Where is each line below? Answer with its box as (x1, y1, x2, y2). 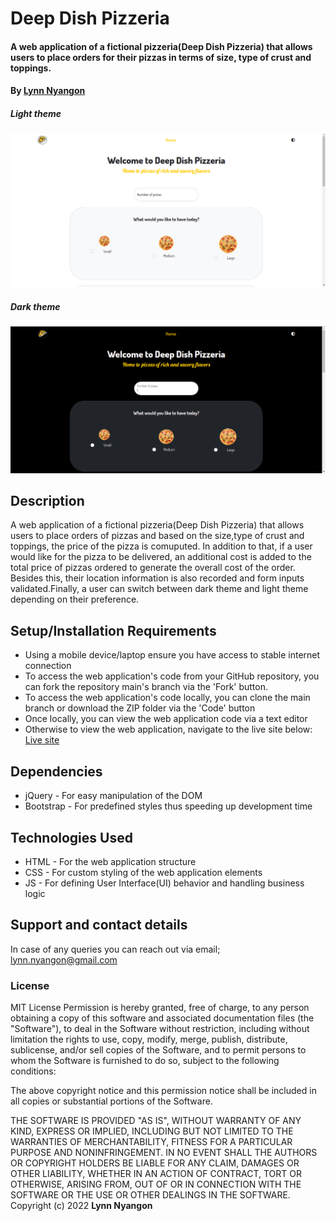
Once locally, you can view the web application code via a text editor (24, 713, 308, 725)
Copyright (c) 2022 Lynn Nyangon (10, 1200, 153, 1212)
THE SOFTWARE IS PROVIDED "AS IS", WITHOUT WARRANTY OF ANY (10, 1115, 302, 1127)
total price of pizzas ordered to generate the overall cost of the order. (10, 562, 296, 574)
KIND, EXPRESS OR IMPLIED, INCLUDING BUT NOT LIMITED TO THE (10, 1125, 294, 1137)
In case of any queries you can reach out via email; (10, 943, 221, 955)
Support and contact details (10, 917, 188, 934)
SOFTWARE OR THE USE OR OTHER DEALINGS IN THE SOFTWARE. (10, 1189, 291, 1201)
